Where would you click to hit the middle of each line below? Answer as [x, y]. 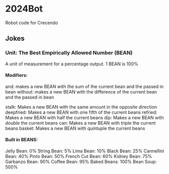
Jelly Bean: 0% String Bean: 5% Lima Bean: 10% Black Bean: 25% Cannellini [85, 151]
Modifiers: [16, 75]
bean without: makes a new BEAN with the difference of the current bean [81, 92]
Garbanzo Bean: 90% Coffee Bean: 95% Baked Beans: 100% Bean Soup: [81, 162]
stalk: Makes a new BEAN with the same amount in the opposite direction [81, 107]
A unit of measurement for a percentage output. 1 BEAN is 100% [72, 64]
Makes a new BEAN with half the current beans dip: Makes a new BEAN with [84, 117]
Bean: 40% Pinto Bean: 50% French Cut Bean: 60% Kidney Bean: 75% [79, 156]
